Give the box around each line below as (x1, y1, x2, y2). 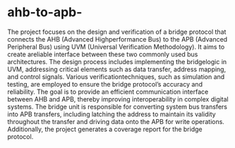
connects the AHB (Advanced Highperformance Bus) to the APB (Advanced (7, 35, 228, 43)
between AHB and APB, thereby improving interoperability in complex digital (7, 94, 229, 103)
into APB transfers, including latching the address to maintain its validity (7, 110, 217, 118)
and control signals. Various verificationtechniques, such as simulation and (7, 72, 225, 81)
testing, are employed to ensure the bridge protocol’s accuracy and (7, 80, 203, 88)
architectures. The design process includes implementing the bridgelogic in (7, 57, 227, 66)
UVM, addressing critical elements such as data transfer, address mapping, (7, 65, 227, 73)
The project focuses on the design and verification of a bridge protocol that (7, 27, 227, 36)
